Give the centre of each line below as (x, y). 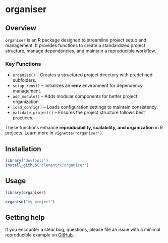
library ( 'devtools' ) (27, 161)
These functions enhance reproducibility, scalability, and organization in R (84, 128)
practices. (23, 118)
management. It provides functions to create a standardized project (75, 45)
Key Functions (23, 64)
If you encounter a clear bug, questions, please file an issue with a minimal (83, 230)
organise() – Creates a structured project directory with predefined (82, 75)
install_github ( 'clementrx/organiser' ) (47, 165)
